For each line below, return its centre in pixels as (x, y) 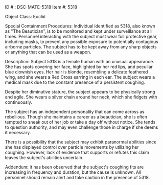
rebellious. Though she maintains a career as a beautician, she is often (76, 117)
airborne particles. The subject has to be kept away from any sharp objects (81, 47)
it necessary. (18, 132)
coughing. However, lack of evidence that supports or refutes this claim (77, 152)
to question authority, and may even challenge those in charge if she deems (81, 127)
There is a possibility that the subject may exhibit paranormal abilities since (81, 142)
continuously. (19, 102)
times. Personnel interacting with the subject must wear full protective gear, (81, 36)
